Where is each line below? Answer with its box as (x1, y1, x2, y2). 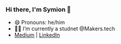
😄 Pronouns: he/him (14, 19, 65, 26)
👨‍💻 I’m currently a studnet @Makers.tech (14, 25, 116, 32)
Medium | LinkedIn (14, 32, 60, 39)
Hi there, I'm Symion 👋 (5, 5, 72, 14)
